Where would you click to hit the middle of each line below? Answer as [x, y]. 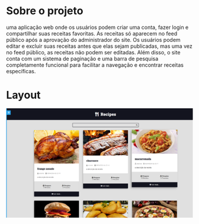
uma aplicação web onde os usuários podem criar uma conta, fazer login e [97, 27]
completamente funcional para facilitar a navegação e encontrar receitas [95, 65]
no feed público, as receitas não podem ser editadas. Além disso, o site [93, 52]
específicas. [21, 71]
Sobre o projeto [45, 11]
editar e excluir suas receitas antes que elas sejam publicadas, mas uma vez [99, 46]
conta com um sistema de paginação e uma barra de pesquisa [82, 59]
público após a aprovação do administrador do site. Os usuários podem [93, 40]
